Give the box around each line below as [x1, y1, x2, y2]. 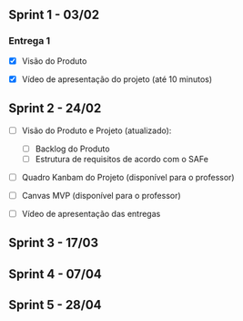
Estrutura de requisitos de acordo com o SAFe [35, 153, 208, 164]
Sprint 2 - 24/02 [8, 100, 102, 117]
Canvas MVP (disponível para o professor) [21, 190, 181, 201]
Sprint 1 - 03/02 [8, 7, 100, 23]
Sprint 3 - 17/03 [8, 235, 99, 251]
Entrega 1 [8, 35, 51, 47]
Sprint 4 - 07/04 [8, 266, 102, 282]
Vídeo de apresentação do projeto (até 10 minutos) [21, 73, 213, 85]
